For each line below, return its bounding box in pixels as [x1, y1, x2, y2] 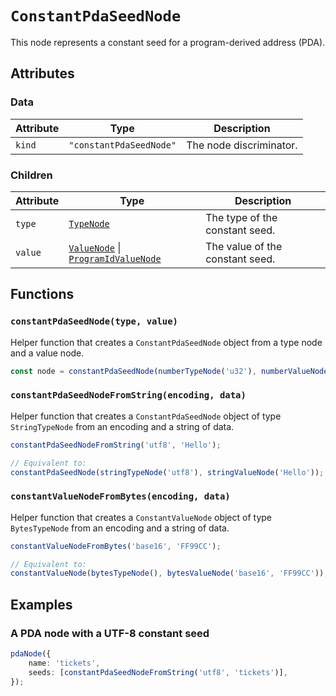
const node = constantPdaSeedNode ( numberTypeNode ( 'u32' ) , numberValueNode [10, 366, 329, 376]
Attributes [10, 65, 75, 82]
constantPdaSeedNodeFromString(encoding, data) [10, 390, 247, 401]
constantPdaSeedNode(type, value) [10, 316, 178, 327]
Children [10, 168, 53, 182]
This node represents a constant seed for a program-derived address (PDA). [10, 36, 326, 48]
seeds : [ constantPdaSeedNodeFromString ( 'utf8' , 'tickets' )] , [28, 667, 288, 677]
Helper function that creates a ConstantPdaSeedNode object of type [10, 410, 282, 422]
